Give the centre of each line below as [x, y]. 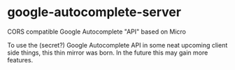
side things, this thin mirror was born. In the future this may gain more [108, 52]
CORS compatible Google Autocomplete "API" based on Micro [97, 31]
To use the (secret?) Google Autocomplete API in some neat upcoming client [117, 45]
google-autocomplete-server [94, 12]
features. [20, 59]
